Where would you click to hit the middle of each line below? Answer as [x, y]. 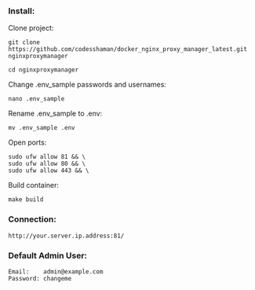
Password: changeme [40, 278]
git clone [24, 42]
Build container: [34, 185]
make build [26, 200]
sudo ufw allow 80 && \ [47, 164]
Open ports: [27, 142]
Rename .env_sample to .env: [55, 114]
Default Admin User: [48, 255]
